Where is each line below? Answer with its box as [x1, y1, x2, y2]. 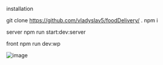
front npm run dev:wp [6, 40, 61, 47]
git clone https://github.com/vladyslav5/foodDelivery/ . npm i [6, 17, 158, 23]
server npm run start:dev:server [6, 28, 86, 36]
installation [6, 5, 33, 12]
